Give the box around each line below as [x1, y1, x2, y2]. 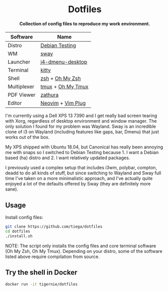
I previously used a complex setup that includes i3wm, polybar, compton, [5, 165, 157, 171]
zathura [40, 91, 59, 98]
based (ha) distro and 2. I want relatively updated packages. [5, 155, 130, 161]
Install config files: [5, 214, 43, 221]
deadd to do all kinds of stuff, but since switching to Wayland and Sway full [5, 170, 161, 176]
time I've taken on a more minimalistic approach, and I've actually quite [5, 175, 153, 181]
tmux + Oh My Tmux [40, 83, 89, 90]
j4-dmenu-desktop [40, 58, 87, 65]
